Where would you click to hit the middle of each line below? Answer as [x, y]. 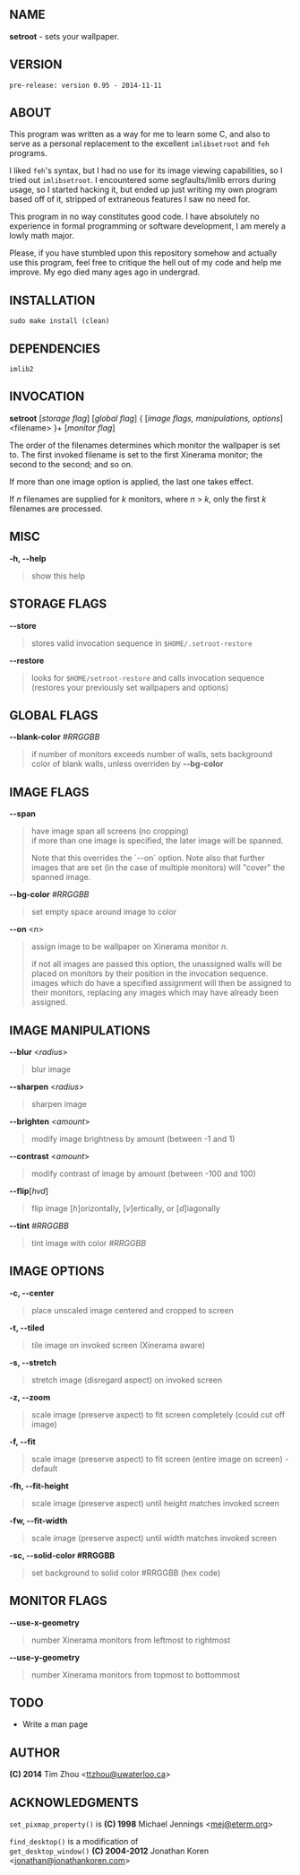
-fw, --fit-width [39, 1521]
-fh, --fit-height [39, 1486]
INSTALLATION [52, 300]
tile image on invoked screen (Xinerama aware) [118, 1345]
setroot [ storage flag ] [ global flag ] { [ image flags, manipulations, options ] [146, 418]
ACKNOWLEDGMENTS [74, 1802]
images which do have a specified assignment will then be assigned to [161, 983]
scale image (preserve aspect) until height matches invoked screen [155, 1503]
